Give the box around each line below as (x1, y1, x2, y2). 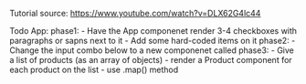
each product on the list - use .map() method (9, 64, 179, 75)
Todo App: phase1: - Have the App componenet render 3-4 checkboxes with (9, 26, 298, 36)
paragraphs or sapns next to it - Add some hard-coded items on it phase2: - (9, 36, 296, 46)
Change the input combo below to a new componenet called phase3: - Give (9, 45, 294, 56)
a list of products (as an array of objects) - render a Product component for (9, 55, 292, 65)
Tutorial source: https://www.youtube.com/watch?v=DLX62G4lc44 (9, 8, 261, 18)
